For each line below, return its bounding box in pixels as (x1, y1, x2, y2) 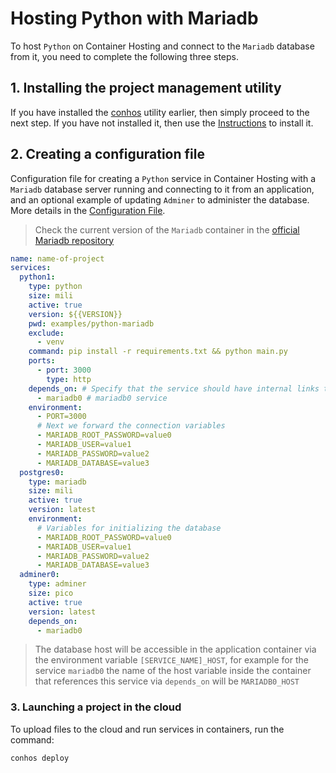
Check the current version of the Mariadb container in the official (34, 223, 300, 236)
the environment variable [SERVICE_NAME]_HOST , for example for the (34, 654, 309, 666)
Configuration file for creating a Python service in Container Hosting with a (10, 172, 317, 184)
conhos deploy (10, 753, 70, 763)
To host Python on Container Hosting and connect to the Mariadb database (10, 40, 315, 52)
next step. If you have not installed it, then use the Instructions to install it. (10, 117, 314, 129)
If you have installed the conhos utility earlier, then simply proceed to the (10, 106, 310, 118)
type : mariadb (28, 477, 87, 487)
